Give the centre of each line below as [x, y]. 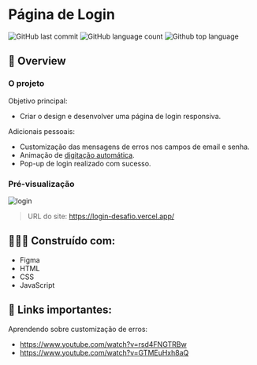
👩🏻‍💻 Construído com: [62, 241]
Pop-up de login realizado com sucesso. [85, 163]
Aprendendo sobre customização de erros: [78, 329]
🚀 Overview [37, 61]
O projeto [26, 84]
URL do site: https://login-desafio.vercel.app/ [101, 216]
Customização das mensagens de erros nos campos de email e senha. [134, 147]
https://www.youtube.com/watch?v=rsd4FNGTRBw [103, 344]
